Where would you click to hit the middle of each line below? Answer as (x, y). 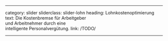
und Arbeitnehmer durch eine (35, 23)
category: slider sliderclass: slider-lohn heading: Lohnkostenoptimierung (80, 13)
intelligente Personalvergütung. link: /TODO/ (50, 28)
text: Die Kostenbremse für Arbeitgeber (46, 18)
